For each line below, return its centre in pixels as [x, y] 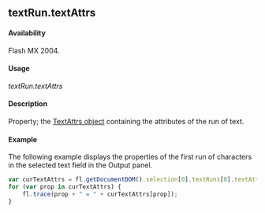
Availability [27, 33]
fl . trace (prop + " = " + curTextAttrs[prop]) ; [100, 194]
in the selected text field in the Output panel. [80, 165]
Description [28, 104]
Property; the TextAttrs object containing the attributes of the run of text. [126, 121]
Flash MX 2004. [34, 50]
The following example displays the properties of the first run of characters [130, 157]
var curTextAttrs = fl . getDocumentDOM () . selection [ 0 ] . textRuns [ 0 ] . [121, 180]
